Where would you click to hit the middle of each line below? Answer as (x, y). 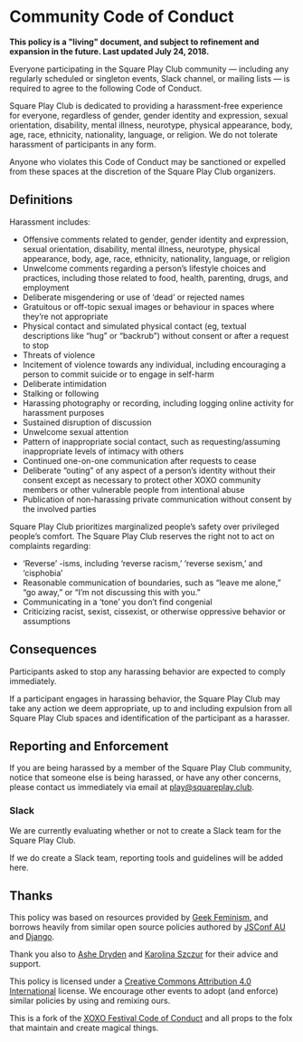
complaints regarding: (50, 545)
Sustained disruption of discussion (87, 422)
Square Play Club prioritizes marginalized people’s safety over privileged (145, 526)
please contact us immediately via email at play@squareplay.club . (132, 787)
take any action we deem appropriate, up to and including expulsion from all (151, 708)
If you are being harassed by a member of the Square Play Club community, (151, 768)
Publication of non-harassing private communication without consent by (157, 499)
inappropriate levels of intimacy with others (103, 451)
